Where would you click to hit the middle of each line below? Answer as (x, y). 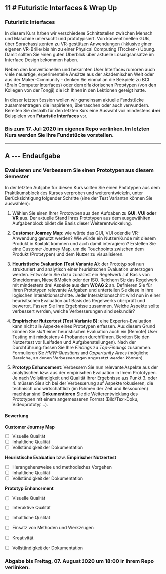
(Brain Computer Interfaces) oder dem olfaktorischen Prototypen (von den (81, 85)
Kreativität (23, 538)
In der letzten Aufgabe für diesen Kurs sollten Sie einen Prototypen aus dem (83, 187)
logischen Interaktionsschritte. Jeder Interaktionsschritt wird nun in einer (86, 295)
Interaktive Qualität (31, 508)
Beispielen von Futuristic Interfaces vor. (46, 116)
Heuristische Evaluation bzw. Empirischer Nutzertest (61, 458)
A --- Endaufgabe (33, 156)
